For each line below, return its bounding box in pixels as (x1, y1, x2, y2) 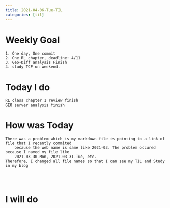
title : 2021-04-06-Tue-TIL (5, 7, 63, 13)
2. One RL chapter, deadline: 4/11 (5, 56, 81, 61)
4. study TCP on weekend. (5, 64, 60, 69)
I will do (5, 193, 38, 205)
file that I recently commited (5, 141, 72, 146)
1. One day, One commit (5, 51, 56, 56)
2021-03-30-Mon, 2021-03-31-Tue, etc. (14, 154, 97, 160)
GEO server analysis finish (5, 102, 65, 108)
